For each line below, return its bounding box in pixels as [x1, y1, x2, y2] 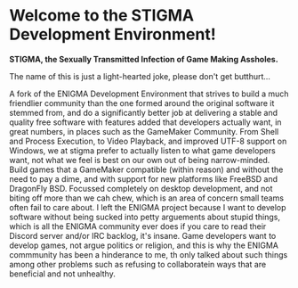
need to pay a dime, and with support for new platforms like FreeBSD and [9, 173, 278, 184]
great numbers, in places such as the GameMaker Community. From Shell [9, 126, 279, 136]
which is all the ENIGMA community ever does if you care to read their [9, 220, 267, 232]
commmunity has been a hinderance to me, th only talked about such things [9, 249, 288, 259]
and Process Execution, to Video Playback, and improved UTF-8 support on [9, 136, 287, 146]
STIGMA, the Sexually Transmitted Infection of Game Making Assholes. [9, 53, 278, 64]
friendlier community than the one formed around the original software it [9, 97, 275, 108]
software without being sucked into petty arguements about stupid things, [9, 211, 280, 222]
